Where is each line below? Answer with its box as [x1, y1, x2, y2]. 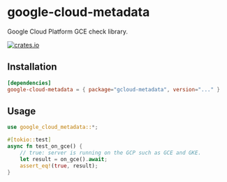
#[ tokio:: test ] [7, 137, 52, 144]
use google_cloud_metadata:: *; [7, 123, 98, 131]
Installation [7, 61, 57, 73]
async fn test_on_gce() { [7, 143, 82, 150]
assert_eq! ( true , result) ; [20, 162, 98, 169]
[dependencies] [7, 79, 52, 86]
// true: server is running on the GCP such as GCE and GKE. [20, 149, 201, 156]
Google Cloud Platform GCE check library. [7, 27, 128, 36]
